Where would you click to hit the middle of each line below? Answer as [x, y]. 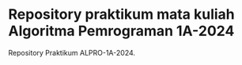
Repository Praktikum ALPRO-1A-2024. [72, 52]
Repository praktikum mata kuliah [121, 14]
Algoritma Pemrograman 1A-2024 [121, 31]
